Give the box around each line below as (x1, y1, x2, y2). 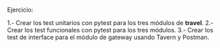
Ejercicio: (7, 6, 34, 14)
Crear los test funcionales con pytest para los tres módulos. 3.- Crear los (7, 26, 214, 34)
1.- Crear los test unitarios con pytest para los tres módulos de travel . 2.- (7, 19, 214, 26)
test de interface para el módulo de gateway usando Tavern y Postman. (7, 33, 210, 41)
